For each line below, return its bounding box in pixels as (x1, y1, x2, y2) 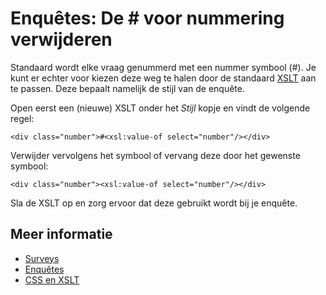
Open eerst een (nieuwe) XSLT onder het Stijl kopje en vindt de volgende (10, 102, 311, 114)
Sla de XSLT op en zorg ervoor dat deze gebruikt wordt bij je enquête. (10, 197, 298, 209)
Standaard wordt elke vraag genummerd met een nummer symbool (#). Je (10, 61, 317, 73)
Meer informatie (10, 226, 113, 243)
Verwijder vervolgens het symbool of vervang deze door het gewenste (10, 149, 301, 161)
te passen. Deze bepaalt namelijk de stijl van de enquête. (10, 82, 245, 94)
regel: (10, 112, 35, 124)
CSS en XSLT (24, 273, 80, 286)
